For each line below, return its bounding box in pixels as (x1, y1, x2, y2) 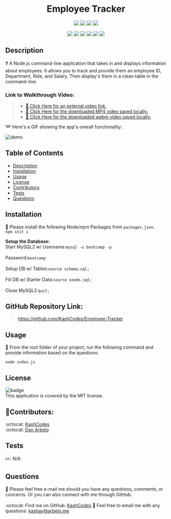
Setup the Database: (5, 238, 50, 244)
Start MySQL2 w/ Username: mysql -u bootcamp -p (5, 243, 112, 249)
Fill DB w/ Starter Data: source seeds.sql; (5, 276, 93, 282)
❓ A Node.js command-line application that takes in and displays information (5, 60, 166, 66)
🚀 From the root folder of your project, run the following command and (5, 344, 154, 351)
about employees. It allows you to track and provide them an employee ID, (5, 67, 162, 73)
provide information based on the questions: (5, 350, 99, 356)
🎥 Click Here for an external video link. (25, 103, 106, 109)
